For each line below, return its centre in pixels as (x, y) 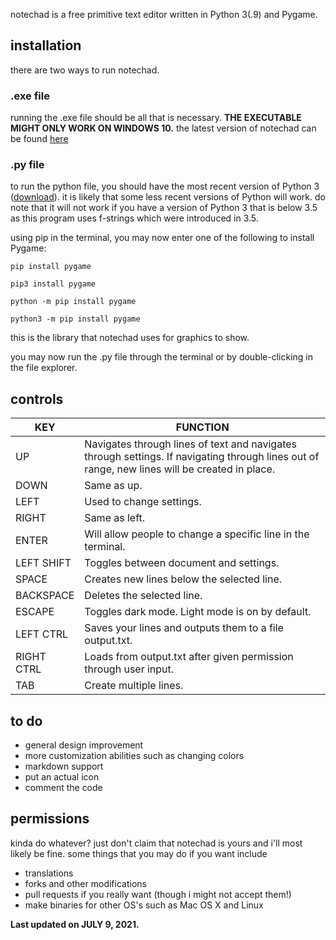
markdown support (64, 766)
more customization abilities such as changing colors (134, 756)
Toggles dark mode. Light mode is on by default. (198, 612)
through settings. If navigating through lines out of (202, 457)
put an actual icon (62, 777)
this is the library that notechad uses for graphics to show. (130, 338)
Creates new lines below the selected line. (183, 579)
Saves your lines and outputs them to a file (184, 628)
